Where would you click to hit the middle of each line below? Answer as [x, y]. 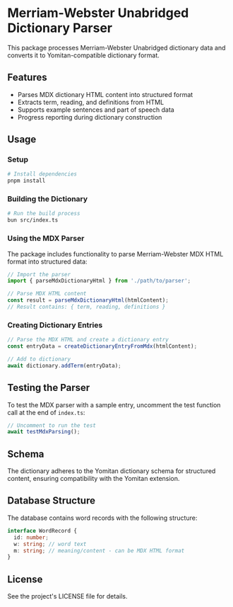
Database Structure [51, 501]
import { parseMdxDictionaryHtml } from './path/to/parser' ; [99, 281]
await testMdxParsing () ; [44, 432]
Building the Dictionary [48, 199]
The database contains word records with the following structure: [102, 518]
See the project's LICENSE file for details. [67, 596]
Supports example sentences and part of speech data [96, 109]
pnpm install [26, 181]
